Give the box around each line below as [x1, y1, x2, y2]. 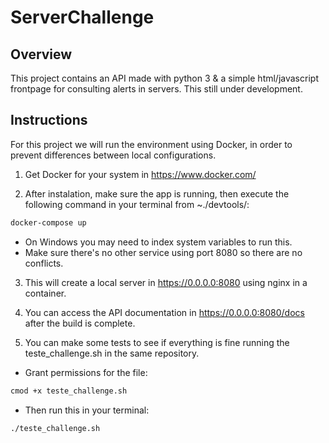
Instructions [10, 112, 88, 129]
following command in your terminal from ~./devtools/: [24, 198, 250, 210]
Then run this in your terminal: [24, 404, 150, 416]
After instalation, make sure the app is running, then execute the [24, 187, 290, 200]
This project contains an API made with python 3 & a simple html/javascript [10, 72, 319, 84]
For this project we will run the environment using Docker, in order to [10, 138, 293, 150]
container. [24, 287, 67, 299]
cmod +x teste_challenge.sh [10, 386, 128, 396]
